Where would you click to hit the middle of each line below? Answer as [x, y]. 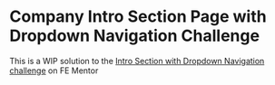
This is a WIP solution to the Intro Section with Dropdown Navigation [137, 61]
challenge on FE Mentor [54, 71]
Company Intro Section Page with [138, 17]
